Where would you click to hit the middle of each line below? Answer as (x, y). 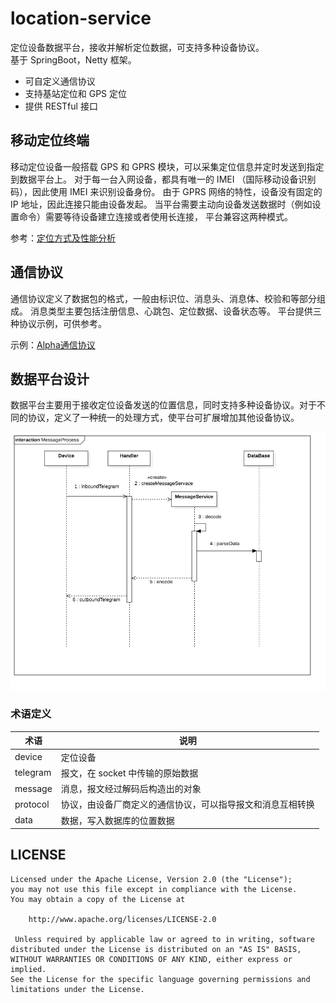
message (33, 788)
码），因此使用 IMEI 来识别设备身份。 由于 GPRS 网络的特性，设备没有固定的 (166, 191)
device (28, 757)
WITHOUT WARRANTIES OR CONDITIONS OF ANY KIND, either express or (151, 959)
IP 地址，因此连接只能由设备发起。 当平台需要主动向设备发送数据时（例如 (161, 204)
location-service (81, 18)
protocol (32, 804)
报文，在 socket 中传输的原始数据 (129, 773)
